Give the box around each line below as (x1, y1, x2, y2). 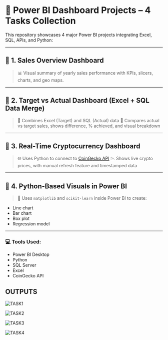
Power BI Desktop (12, 251, 49, 257)
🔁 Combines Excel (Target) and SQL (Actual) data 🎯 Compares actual (17, 117, 160, 123)
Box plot (12, 215, 30, 222)
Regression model (12, 221, 50, 227)
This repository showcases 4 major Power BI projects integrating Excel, (5, 32, 152, 38)
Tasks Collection (5, 15, 76, 27)
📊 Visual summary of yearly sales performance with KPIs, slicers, (17, 70, 153, 76)
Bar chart (12, 210, 32, 216)
